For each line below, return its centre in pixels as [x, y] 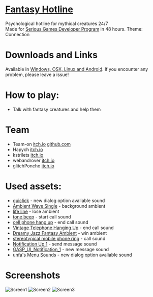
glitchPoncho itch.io [33, 166]
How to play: [32, 95]
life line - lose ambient [36, 211]
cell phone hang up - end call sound [50, 222]
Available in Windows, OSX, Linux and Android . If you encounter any [77, 69]
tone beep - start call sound [42, 217]
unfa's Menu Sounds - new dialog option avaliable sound [72, 255]
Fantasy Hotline [39, 9]
